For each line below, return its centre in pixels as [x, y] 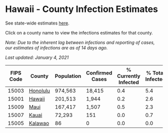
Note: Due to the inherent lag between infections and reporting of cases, [80, 42]
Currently [129, 76]
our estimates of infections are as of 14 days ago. [56, 47]
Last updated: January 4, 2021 [37, 57]
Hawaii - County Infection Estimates [82, 9]
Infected [128, 82]
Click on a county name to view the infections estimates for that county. [79, 32]
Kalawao [39, 123]
